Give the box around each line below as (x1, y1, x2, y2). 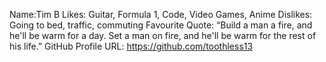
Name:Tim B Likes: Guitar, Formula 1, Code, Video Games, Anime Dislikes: (9, 9, 313, 20)
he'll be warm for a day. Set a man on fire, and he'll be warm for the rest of (9, 30, 317, 41)
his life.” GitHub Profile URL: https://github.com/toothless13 (9, 40, 254, 52)
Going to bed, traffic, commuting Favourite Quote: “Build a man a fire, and (9, 19, 313, 31)
